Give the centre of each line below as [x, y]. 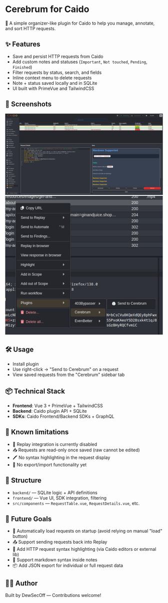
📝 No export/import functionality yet [49, 464]
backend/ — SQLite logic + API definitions [55, 493]
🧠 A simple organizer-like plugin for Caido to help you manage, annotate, [80, 23]
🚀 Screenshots [28, 104]
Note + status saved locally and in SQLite [55, 83]
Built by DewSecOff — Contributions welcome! [53, 595]
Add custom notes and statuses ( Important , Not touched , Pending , [80, 62]
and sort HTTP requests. [30, 28]
